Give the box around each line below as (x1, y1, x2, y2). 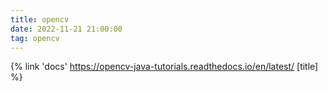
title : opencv (10, 14, 70, 25)
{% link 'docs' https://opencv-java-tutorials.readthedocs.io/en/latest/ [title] (10, 61, 319, 73)
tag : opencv (10, 33, 60, 43)
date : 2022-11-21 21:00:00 (10, 24, 123, 34)
